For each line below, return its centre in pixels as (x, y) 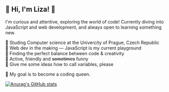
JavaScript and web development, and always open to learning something (83, 27)
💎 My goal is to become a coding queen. (48, 74)
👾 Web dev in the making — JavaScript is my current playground (73, 48)
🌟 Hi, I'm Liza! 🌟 (30, 9)
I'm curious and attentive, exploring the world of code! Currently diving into (84, 21)
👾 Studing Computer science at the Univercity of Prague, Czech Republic (82, 42)
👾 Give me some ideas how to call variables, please (59, 64)
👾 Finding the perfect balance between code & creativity (65, 53)
